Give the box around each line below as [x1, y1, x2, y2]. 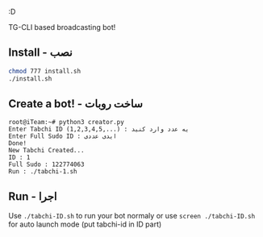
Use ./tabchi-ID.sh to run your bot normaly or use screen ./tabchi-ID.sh [8, 211, 256, 221]
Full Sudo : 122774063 [8, 160, 85, 168]
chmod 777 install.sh [8, 67, 81, 75]
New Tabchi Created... [8, 147, 85, 155]
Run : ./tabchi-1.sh [8, 168, 78, 176]
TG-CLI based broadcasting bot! [8, 23, 116, 31]
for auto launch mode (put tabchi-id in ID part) [8, 219, 162, 229]
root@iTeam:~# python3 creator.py [8, 118, 125, 127]
